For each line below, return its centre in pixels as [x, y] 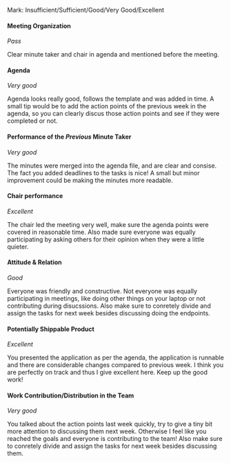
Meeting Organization [39, 26]
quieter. [18, 246]
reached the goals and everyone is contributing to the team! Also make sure [115, 439]
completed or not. [32, 121]
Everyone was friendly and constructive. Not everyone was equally [102, 291]
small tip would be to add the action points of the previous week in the [107, 106]
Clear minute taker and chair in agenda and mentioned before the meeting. [113, 55]
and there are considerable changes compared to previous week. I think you [115, 365]
